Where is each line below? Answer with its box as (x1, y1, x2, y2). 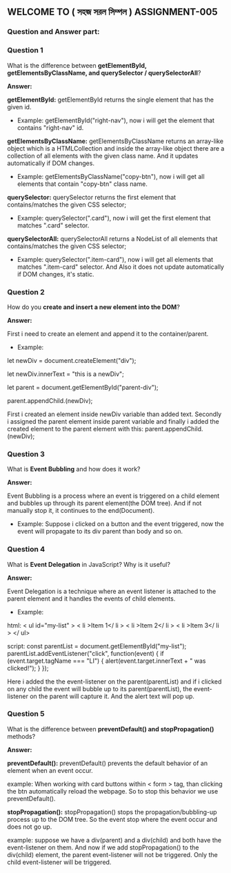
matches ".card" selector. (17, 221, 90, 229)
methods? (7, 732, 36, 740)
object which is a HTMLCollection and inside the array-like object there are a (7, 144, 225, 152)
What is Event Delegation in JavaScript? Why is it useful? (7, 560, 171, 568)
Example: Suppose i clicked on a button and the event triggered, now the (17, 520, 224, 528)
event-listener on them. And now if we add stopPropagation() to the (7, 843, 199, 852)
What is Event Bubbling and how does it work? (7, 465, 141, 473)
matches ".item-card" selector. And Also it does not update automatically (17, 263, 224, 271)
